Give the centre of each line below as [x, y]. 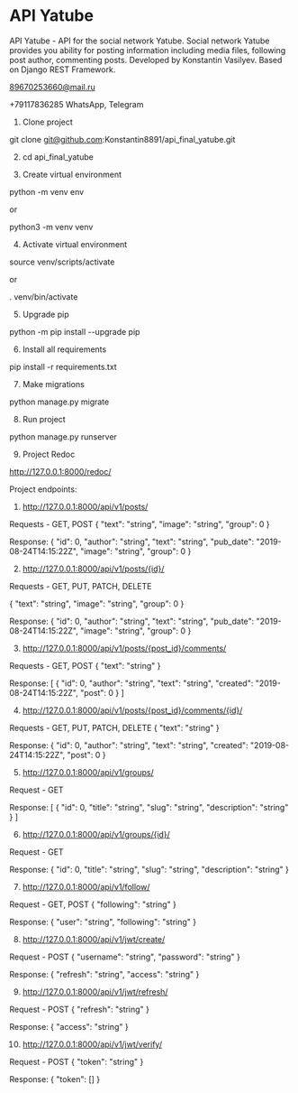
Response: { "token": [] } [55, 1079]
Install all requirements [64, 349]
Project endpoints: [43, 489]
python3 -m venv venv [51, 227]
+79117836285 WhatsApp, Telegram [77, 104]
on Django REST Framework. [63, 69]
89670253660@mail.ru [53, 87]
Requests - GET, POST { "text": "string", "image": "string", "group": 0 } [140, 523]
